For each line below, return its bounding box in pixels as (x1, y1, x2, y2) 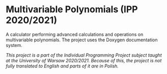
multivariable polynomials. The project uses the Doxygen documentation (6, 37, 158, 43)
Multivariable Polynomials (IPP (6, 4, 138, 15)
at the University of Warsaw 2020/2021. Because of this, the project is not (6, 57, 162, 63)
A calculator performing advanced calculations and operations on (6, 31, 144, 37)
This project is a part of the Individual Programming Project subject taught (6, 52, 162, 58)
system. (6, 42, 22, 48)
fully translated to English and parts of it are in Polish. (6, 63, 119, 69)
